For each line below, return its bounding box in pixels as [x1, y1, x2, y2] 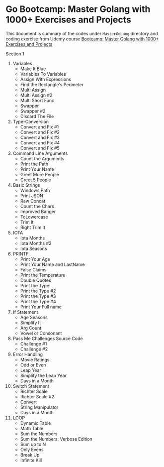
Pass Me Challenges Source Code [12, 335, 83, 342]
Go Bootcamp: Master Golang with [5, 3, 151, 15]
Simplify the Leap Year [20, 372, 67, 378]
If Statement [12, 309, 39, 315]
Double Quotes [20, 277, 51, 283]
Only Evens [20, 447, 44, 453]
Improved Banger [20, 208, 56, 215]
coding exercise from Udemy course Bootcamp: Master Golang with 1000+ [5, 36, 159, 42]
